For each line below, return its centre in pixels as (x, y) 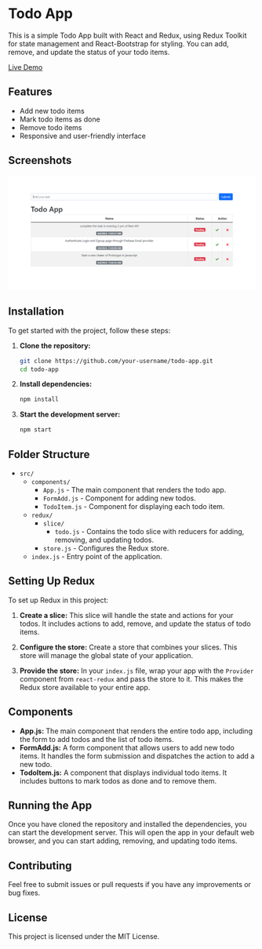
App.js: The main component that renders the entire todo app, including (136, 731)
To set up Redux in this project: (58, 600)
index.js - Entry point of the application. (96, 556)
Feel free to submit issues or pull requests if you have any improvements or (129, 885)
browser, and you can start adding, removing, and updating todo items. (123, 841)
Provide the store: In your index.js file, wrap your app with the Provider (136, 671)
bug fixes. (24, 893)
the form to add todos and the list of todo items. (96, 739)
